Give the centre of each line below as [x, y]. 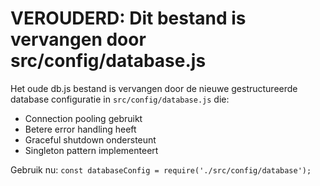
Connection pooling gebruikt [83, 118]
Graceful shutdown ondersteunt [90, 139]
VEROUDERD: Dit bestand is [128, 18]
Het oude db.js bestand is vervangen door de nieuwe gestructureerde [154, 88]
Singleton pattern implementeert [91, 150]
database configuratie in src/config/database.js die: [120, 99]
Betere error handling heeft [80, 129]
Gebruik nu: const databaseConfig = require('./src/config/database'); [161, 169]
